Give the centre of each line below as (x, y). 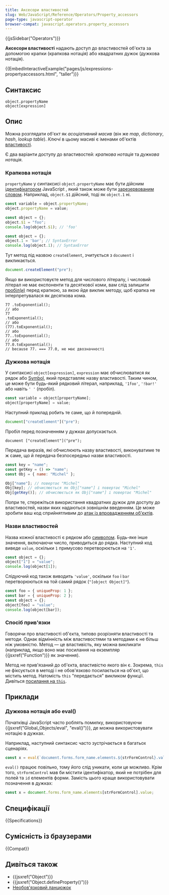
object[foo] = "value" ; (30, 605)
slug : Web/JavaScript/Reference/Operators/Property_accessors (72, 15)
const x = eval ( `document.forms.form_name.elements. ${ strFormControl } (81, 757)
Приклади (22, 697)
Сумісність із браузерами (48, 837)
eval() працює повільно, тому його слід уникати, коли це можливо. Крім (84, 767)
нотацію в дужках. (25, 733)
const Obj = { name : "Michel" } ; (40, 474)
